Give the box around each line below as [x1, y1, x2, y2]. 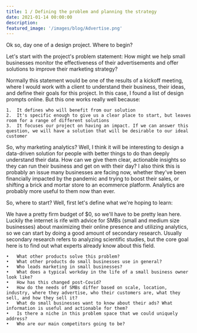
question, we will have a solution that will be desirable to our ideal [6, 128, 189, 134]
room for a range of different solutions [6, 118, 110, 124]
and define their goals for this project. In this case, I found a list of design [6, 89, 184, 97]
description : [6, 20, 38, 25]
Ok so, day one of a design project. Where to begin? [6, 41, 133, 49]
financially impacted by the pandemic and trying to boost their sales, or [6, 175, 179, 182]
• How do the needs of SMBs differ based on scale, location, [6, 285, 168, 291]
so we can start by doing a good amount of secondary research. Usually [6, 229, 182, 237]
